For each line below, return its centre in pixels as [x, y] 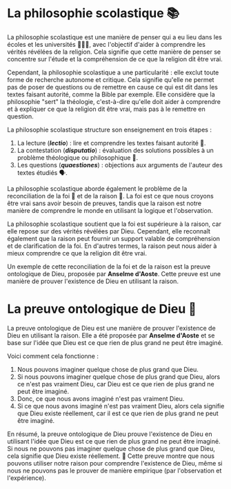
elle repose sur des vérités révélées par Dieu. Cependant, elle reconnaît [109, 231]
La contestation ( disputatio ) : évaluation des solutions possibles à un [115, 150]
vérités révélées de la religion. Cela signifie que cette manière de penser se [114, 52]
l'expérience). [27, 478]
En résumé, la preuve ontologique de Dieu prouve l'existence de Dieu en [110, 434]
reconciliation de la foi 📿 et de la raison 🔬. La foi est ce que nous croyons [110, 196]
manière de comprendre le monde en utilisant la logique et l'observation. [110, 210]
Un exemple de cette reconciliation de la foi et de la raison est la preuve [109, 267]
